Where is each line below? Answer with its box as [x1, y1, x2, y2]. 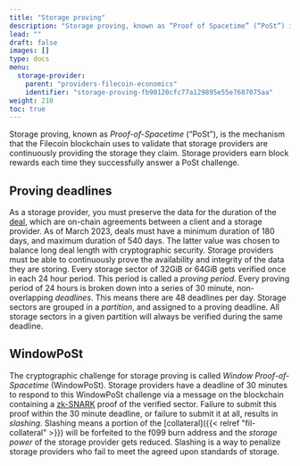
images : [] [9, 46, 50, 55]
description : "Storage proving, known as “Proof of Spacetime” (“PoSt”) [9, 21, 286, 30]
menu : [9, 63, 29, 72]
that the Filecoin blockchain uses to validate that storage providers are [9, 138, 268, 149]
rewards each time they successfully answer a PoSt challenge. [9, 157, 239, 168]
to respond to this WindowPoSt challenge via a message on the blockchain [9, 389, 284, 400]
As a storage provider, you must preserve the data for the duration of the [9, 207, 277, 218]
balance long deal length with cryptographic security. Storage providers [9, 245, 274, 255]
